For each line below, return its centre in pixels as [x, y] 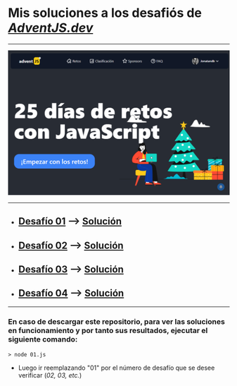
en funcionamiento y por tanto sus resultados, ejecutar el [108, 330]
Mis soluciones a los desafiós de [105, 13]
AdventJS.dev [51, 28]
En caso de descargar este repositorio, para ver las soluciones [117, 321]
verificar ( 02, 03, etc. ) [50, 375]
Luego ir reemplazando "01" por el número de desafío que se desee [116, 368]
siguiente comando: [43, 339]
